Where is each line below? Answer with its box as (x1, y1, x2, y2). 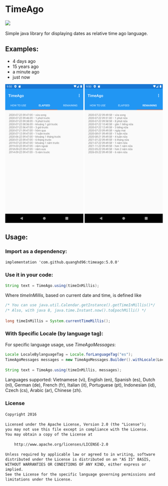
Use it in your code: (5, 271, 53, 278)
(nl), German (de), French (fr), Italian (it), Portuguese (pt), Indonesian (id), (5, 382, 156, 388)
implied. (5, 466, 23, 472)
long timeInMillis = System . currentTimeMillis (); (5, 318, 111, 323)
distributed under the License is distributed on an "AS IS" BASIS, (5, 456, 151, 462)
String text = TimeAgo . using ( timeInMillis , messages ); (5, 367, 122, 373)
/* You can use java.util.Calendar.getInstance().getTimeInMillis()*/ (5, 302, 155, 308)
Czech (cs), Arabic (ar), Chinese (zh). (5, 387, 82, 393)
